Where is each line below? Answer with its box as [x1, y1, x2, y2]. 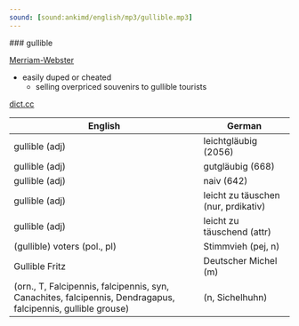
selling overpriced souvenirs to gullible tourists [35, 81, 207, 91]
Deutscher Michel [203, 254, 278, 266]
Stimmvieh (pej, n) [203, 240, 280, 252]
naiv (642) [203, 174, 248, 187]
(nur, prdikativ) [203, 200, 266, 212]
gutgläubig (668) [203, 160, 275, 172]
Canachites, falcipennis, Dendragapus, [13, 290, 175, 303]
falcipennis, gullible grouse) [13, 302, 130, 314]
